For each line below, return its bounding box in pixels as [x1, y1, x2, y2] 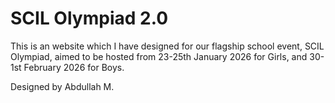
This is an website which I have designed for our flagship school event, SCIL [10, 40, 325, 52]
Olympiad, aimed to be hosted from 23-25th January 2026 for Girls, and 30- [10, 50, 325, 62]
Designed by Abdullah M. [10, 80, 115, 92]
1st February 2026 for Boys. [10, 61, 125, 73]
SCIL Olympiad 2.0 [10, 7, 169, 30]
